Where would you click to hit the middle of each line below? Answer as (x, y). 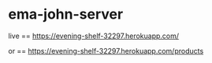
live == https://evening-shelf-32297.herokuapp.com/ (94, 36)
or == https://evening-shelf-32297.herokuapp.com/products (106, 51)
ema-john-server (66, 14)
